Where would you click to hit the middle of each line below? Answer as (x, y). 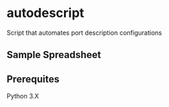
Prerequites (33, 79)
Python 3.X (23, 96)
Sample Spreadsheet (54, 55)
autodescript (45, 13)
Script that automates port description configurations (84, 33)
